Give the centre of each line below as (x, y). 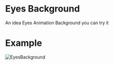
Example (24, 43)
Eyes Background (43, 9)
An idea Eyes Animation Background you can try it (57, 23)
